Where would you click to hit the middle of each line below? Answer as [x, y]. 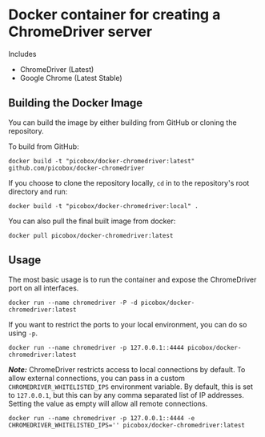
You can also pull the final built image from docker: [92, 221]
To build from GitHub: [44, 146]
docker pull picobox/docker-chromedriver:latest [91, 235]
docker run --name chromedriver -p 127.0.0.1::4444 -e [102, 418]
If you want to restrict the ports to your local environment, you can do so [128, 324]
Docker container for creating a [114, 15]
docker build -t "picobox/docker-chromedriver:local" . [103, 206]
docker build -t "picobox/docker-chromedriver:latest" [102, 161]
